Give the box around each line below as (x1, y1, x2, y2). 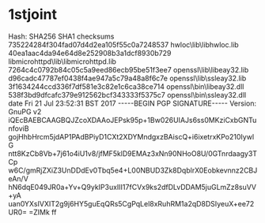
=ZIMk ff (28, 207, 57, 217)
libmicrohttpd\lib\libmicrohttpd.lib (8, 57, 117, 66)
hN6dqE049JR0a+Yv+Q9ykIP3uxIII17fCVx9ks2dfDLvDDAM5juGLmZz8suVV (8, 182, 257, 191)
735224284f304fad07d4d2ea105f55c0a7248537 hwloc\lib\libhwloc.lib (8, 39, 239, 49)
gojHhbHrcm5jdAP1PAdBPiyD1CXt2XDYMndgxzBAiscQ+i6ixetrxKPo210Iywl (8, 132, 255, 141)
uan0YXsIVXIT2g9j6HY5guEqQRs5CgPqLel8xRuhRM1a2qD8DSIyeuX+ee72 (8, 199, 255, 208)
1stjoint (8, 6, 58, 24)
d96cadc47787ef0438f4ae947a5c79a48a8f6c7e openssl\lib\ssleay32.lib (8, 73, 247, 83)
